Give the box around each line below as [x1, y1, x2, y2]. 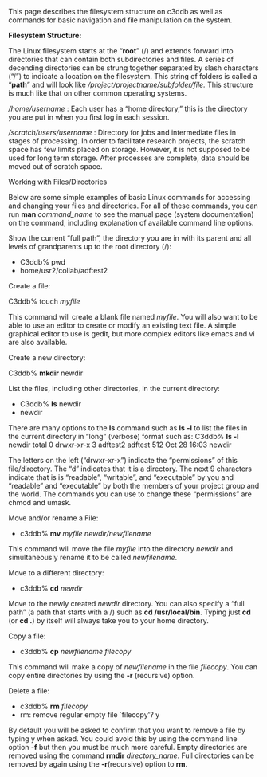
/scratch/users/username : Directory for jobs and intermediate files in [8, 128, 237, 137]
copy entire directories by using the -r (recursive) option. [8, 671, 195, 680]
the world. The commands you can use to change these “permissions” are [8, 489, 253, 499]
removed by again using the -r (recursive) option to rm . [8, 759, 188, 768]
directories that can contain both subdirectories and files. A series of [8, 55, 234, 64]
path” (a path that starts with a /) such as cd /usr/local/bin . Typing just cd [8, 607, 251, 617]
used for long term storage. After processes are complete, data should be [8, 153, 250, 163]
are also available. [8, 338, 68, 347]
